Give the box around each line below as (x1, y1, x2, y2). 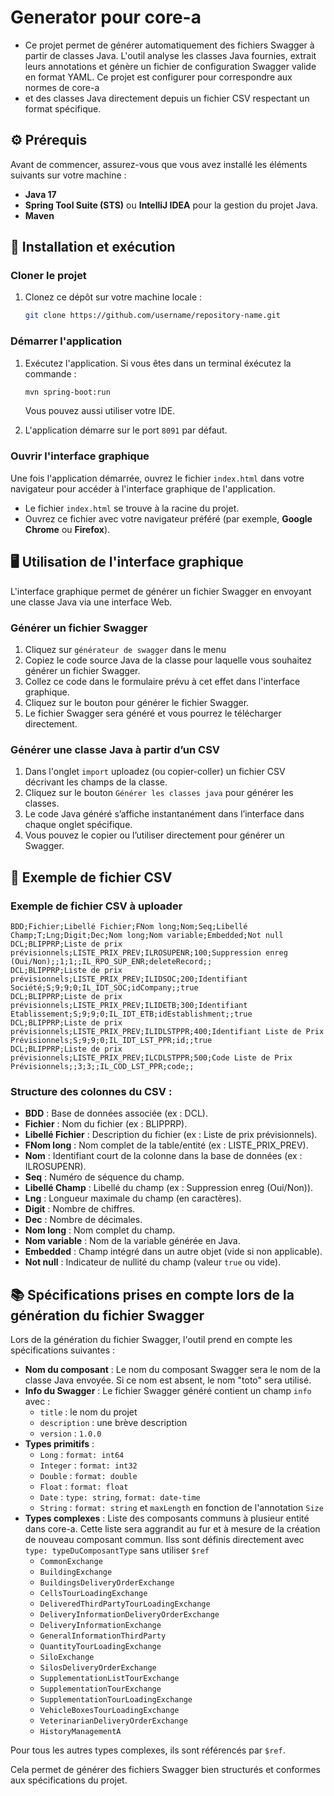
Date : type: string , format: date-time (39, 1491, 201, 1503)
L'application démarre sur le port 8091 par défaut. (24, 424, 228, 436)
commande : (24, 367, 77, 380)
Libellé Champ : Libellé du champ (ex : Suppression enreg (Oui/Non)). (24, 1182, 314, 1194)
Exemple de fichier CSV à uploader (10, 899, 183, 913)
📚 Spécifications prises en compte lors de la (10, 1286, 295, 1303)
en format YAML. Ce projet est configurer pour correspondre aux (24, 71, 293, 83)
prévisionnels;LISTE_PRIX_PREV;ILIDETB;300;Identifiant (10, 1000, 248, 1010)
